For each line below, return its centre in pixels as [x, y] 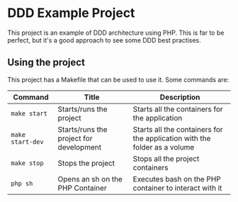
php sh [22, 183]
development [79, 147]
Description [180, 97]
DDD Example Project [71, 13]
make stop [27, 163]
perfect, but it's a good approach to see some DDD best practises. [104, 40]
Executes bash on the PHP [177, 179]
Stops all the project [166, 159]
